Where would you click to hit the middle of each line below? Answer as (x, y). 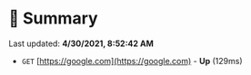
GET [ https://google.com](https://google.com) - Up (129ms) (132, 61)
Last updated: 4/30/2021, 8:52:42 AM (81, 43)
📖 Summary (53, 19)
